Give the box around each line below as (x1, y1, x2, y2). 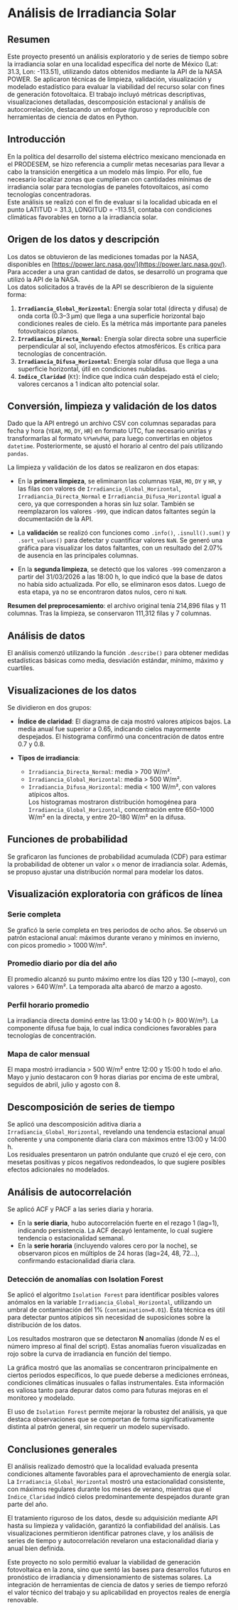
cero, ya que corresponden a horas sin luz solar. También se (17, 500, 195, 508)
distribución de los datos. (7, 1321, 82, 1329)
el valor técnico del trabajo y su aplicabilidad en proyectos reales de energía (7, 1588, 231, 1596)
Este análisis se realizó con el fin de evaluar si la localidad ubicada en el (7, 197, 218, 206)
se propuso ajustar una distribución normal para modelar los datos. (7, 867, 204, 876)
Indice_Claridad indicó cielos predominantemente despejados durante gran (7, 1493, 229, 1501)
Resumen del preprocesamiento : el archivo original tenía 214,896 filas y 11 (7, 602, 226, 610)
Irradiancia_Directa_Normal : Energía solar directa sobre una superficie (17, 334, 227, 343)
